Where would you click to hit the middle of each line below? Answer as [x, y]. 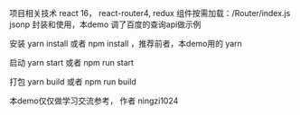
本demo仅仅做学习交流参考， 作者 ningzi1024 [94, 101]
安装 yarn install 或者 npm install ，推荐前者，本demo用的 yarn [126, 44]
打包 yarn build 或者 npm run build [73, 82]
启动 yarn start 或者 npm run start [71, 62]
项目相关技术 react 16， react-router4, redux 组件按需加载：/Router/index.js [150, 13]
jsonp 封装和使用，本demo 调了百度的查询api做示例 [105, 24]
